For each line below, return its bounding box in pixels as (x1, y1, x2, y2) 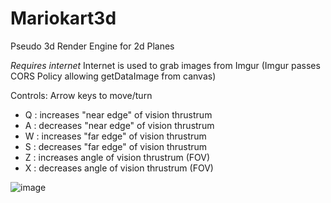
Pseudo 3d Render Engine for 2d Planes (10, 40, 175, 52)
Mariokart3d (10, 7, 117, 30)
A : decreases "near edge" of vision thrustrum (24, 119, 215, 131)
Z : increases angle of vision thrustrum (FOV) (24, 151, 211, 163)
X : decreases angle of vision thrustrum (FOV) (24, 162, 214, 174)
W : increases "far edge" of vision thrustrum (24, 130, 207, 142)
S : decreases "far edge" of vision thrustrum (24, 140, 208, 152)
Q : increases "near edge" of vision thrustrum (24, 108, 213, 121)
